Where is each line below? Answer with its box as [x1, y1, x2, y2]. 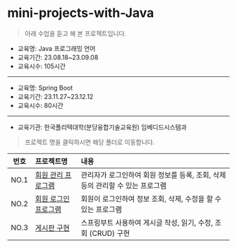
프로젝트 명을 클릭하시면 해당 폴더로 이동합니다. [24, 138, 155, 146]
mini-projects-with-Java [7, 5, 154, 21]
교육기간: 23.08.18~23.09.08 [17, 53, 99, 61]
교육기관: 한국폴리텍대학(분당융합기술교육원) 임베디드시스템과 [17, 122, 187, 131]
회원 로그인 [35, 194, 70, 203]
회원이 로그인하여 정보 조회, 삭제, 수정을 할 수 [80, 194, 222, 203]
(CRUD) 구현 [89, 228, 130, 238]
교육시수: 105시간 [17, 61, 66, 70]
